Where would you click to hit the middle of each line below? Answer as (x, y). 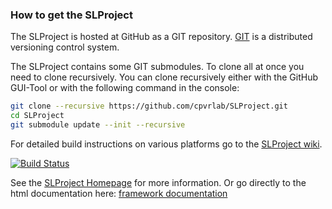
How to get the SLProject (71, 15)
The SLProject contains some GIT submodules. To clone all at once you (157, 67)
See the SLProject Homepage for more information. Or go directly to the (158, 182)
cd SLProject (37, 116)
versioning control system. (65, 47)
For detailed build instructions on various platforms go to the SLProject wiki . (166, 144)
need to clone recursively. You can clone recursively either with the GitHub (164, 77)
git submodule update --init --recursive (98, 125)
